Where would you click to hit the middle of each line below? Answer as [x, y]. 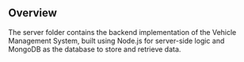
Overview [33, 13]
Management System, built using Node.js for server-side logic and [116, 41]
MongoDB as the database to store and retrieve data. [95, 49]
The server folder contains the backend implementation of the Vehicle [122, 32]
